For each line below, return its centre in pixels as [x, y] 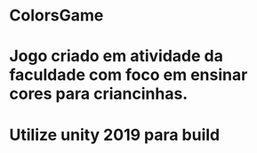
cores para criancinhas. [99, 94]
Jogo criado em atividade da [116, 56]
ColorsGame [56, 16]
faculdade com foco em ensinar [128, 75]
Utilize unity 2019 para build [115, 135]
